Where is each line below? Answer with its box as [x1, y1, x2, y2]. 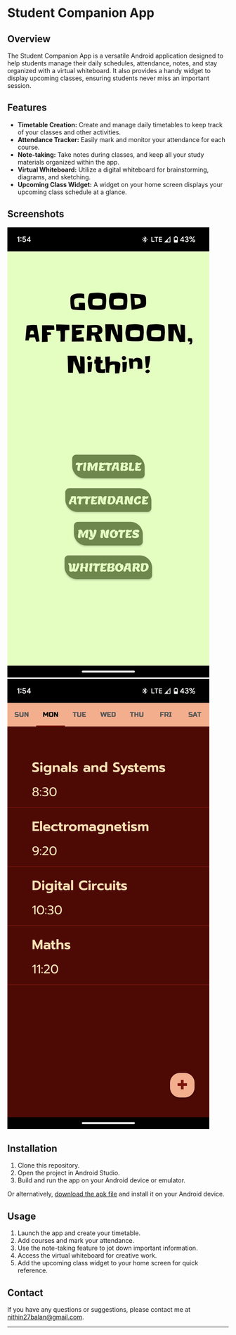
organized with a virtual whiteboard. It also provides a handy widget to [7, 67, 211, 75]
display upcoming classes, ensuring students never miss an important [7, 74, 209, 82]
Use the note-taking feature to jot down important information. [17, 1244, 198, 1253]
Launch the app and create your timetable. [17, 1229, 141, 1237]
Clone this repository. [17, 1161, 80, 1170]
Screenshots [7, 208, 65, 220]
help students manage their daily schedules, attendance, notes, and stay [7, 59, 218, 68]
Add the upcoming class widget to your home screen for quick [17, 1259, 199, 1267]
